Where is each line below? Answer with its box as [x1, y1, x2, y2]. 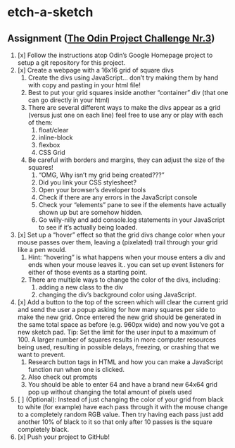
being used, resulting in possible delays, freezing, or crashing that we [17, 343, 220, 351]
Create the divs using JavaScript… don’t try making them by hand [27, 73, 219, 82]
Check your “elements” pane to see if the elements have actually [38, 201, 227, 209]
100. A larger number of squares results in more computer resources [17, 335, 217, 344]
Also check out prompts [27, 373, 98, 381]
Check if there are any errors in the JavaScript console [38, 193, 198, 201]
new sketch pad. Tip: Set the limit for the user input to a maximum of [17, 328, 217, 336]
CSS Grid [38, 149, 65, 156]
